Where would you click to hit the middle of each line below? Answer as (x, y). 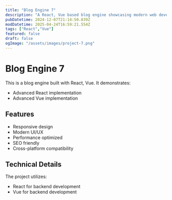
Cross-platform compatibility (43, 148)
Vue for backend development (45, 192)
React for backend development (47, 187)
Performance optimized (38, 137)
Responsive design (33, 126)
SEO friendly (26, 143)
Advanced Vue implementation (45, 98)
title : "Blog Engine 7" (31, 10)
